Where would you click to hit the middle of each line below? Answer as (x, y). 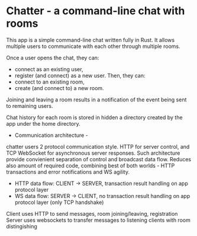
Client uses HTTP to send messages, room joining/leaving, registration (92, 213)
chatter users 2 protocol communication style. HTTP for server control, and (98, 146)
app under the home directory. (43, 123)
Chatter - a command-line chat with (96, 11)
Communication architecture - (51, 135)
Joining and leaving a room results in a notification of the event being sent (96, 100)
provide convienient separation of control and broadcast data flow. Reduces (98, 159)
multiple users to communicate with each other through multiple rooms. (93, 46)
